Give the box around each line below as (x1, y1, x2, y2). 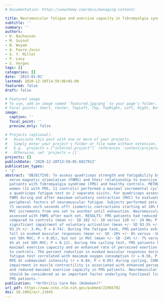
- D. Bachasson (5, 34, 36, 39)
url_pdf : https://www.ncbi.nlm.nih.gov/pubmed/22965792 (5, 285, 120, 290)
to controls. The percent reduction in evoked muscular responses (9, 249, 147, 254)
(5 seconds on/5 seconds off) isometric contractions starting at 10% (9, 204, 155, 209)
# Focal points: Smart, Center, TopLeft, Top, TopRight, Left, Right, (5, 106, 151, 110)
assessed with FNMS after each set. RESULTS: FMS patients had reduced (9, 213, 158, 218)
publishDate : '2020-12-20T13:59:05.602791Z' (5, 159, 97, 164)
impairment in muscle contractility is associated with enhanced (9, 263, 145, 268)
